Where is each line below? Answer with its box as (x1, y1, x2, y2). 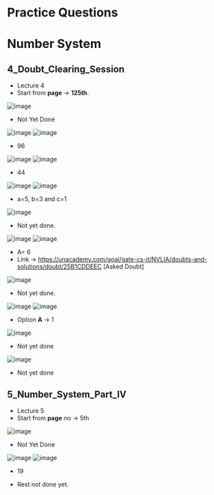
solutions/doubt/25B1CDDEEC (16, 262, 102, 271)
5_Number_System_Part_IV (7, 388, 126, 400)
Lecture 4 (16, 81, 44, 90)
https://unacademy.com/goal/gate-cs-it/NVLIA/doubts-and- (38, 255, 207, 264)
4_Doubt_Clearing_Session (7, 63, 125, 75)
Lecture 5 (16, 407, 44, 415)
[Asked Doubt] (103, 262, 145, 271)
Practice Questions (7, 5, 118, 21)
